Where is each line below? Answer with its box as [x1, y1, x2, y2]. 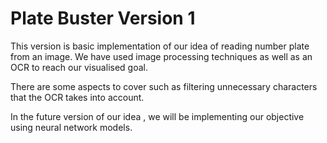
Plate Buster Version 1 [10, 7, 196, 30]
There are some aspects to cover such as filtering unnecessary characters [10, 80, 318, 92]
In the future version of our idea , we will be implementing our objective [10, 110, 305, 122]
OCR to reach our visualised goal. [10, 61, 148, 73]
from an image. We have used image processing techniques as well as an [10, 50, 313, 62]
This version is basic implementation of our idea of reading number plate [10, 40, 310, 52]
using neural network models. [10, 121, 133, 133]
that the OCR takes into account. [10, 91, 145, 103]
